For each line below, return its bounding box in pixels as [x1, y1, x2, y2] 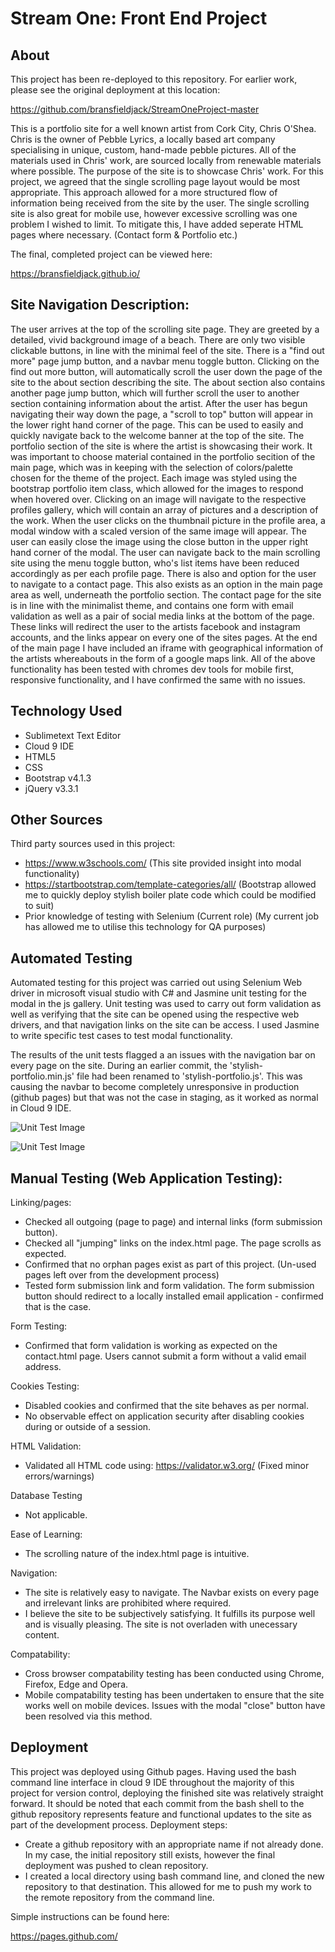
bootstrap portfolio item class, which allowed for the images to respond [10, 482, 304, 494]
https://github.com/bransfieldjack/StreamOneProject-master [10, 103, 260, 115]
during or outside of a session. [24, 1421, 152, 1433]
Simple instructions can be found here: [10, 1910, 170, 1922]
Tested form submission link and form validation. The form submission [24, 1280, 315, 1292]
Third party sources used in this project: [10, 838, 176, 850]
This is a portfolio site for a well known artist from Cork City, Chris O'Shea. [10, 123, 317, 134]
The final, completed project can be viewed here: [10, 248, 213, 260]
